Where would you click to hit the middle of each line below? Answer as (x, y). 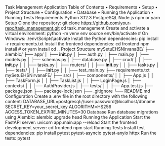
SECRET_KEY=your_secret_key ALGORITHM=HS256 (58, 107)
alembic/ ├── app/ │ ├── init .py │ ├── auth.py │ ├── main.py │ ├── (77, 54)
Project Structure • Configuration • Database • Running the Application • (80, 12)
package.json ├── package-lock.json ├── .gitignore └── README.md (78, 91)
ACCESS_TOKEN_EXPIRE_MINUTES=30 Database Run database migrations (82, 112)
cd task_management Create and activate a (105, 28)
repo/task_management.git (33, 28)
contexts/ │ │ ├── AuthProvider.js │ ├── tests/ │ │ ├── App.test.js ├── (79, 86)
